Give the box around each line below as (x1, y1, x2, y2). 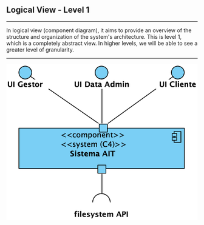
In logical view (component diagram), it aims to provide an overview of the (6, 27, 192, 34)
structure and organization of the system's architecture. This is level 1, (6, 33, 182, 40)
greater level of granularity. (6, 45, 74, 53)
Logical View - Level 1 (6, 5, 90, 15)
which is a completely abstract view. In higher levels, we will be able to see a (6, 39, 198, 47)
